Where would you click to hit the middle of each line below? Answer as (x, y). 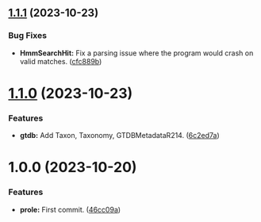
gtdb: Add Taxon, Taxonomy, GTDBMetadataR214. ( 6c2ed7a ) (119, 136)
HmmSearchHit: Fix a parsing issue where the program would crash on (136, 53)
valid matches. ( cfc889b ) (61, 61)
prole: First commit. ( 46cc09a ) (70, 209)
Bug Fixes (28, 36)
